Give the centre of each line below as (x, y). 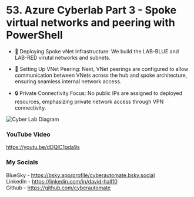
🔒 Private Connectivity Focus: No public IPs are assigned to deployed (98, 93)
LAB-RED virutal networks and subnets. (62, 57)
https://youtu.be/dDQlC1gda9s (43, 147)
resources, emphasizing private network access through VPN (89, 101)
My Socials (22, 162)
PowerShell (34, 35)
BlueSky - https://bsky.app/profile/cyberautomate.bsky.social (81, 175)
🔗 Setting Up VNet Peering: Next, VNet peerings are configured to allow (101, 69)
